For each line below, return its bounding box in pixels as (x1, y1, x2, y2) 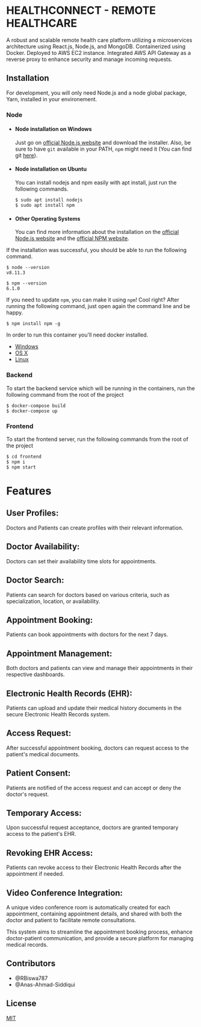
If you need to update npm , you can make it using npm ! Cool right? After (6, 296, 179, 303)
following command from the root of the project (6, 391, 125, 398)
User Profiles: (6, 508, 59, 519)
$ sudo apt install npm (14, 203, 75, 209)
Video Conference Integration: (6, 888, 123, 898)
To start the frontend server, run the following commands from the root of (6, 435, 188, 443)
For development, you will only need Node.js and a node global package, (6, 89, 187, 96)
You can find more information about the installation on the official (14, 229, 179, 236)
